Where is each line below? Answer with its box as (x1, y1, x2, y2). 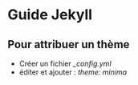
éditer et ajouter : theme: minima (18, 67, 128, 77)
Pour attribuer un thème (7, 38, 130, 51)
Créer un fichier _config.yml (18, 59, 112, 68)
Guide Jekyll (7, 6, 93, 24)
